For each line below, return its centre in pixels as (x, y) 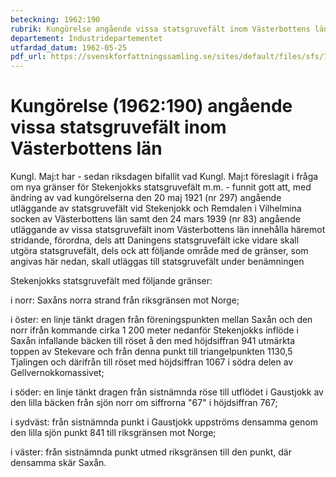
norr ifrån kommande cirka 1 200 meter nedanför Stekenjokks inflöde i (154, 330)
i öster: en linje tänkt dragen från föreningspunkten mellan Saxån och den (161, 320)
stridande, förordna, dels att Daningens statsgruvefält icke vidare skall (155, 240)
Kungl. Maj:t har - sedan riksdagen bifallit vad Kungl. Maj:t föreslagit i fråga (164, 177)
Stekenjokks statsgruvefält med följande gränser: (111, 281)
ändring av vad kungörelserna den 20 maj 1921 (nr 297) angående (146, 198)
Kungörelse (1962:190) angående (151, 106)
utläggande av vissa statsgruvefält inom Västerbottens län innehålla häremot (168, 230)
